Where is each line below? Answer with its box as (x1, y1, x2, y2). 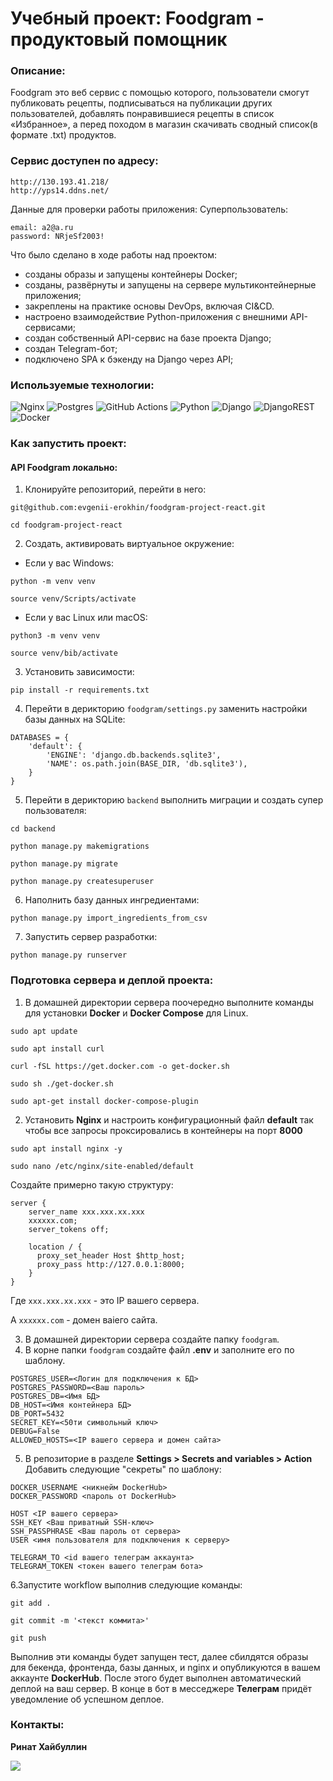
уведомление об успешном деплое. (10, 1693, 165, 1705)
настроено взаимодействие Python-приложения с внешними (24, 310, 288, 322)
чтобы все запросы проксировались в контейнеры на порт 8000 (24, 1124, 303, 1136)
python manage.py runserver (10, 950, 128, 961)
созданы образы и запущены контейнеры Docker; (24, 268, 238, 280)
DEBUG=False (10, 1426, 60, 1436)
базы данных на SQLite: (24, 713, 126, 726)
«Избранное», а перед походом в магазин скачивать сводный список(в (10, 118, 318, 131)
